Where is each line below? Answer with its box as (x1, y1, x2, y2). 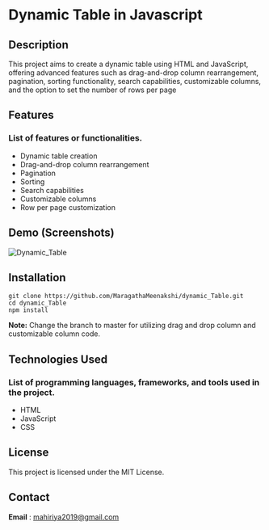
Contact (8, 490, 50, 504)
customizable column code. (8, 329, 101, 339)
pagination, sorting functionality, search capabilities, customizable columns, (8, 77, 261, 86)
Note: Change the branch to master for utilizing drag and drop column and (8, 321, 256, 330)
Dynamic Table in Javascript (8, 6, 204, 24)
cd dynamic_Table (8, 299, 67, 308)
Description (8, 38, 69, 52)
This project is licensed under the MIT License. (8, 467, 165, 477)
